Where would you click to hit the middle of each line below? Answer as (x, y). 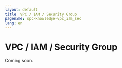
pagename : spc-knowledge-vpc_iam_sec (43, 18)
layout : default (21, 9)
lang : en (14, 23)
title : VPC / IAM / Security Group (41, 14)
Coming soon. (19, 61)
